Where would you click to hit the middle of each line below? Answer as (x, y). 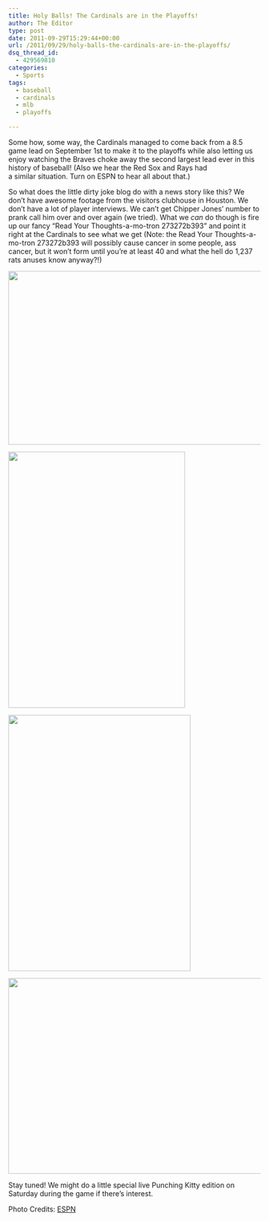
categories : (28, 68)
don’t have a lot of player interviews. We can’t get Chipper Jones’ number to (134, 209)
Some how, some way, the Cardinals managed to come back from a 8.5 (126, 142)
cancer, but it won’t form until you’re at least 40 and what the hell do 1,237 (130, 251)
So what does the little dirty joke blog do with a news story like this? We (126, 192)
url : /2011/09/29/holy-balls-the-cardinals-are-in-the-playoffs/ (119, 46)
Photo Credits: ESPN (42, 1209)
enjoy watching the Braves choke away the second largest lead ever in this (131, 159)
